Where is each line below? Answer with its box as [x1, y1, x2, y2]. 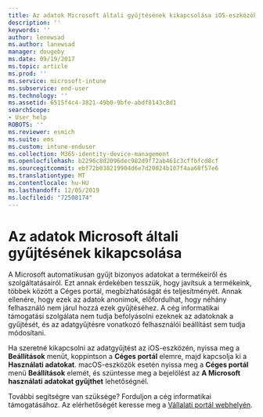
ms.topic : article [8, 63, 68, 71]
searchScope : [8, 107, 51, 114]
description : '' [8, 19, 61, 27]
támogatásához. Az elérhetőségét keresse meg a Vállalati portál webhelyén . [8, 401, 253, 410]
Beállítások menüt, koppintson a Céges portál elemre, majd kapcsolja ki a [8, 352, 247, 361]
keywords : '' [8, 26, 51, 34]
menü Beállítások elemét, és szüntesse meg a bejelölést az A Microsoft [8, 368, 241, 378]
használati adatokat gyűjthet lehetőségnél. [8, 377, 149, 386]
